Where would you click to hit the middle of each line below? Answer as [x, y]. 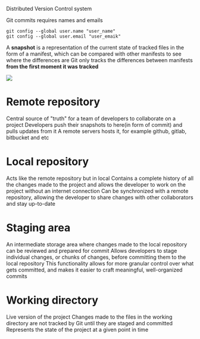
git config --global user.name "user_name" [61, 31]
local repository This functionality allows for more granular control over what [100, 263]
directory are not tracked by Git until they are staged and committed [89, 323]
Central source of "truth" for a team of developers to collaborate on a [91, 118]
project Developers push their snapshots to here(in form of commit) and [94, 124]
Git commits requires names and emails [54, 20]
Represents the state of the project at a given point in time [77, 329]
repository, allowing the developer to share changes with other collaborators [100, 197]
